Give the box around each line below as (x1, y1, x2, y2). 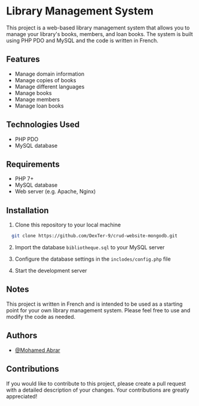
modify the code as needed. (6, 313, 76, 320)
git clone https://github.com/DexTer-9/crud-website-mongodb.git (11, 233, 178, 239)
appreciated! (6, 392, 38, 400)
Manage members (14, 95, 60, 103)
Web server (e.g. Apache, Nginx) (14, 188, 96, 195)
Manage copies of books (14, 76, 76, 83)
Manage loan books (14, 102, 64, 109)
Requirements (6, 159, 60, 169)
